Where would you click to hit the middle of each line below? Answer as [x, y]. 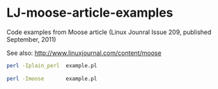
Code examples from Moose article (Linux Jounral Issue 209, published [109, 32]
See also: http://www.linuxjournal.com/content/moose [84, 53]
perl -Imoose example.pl [52, 79]
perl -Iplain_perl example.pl [52, 65]
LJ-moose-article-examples [90, 13]
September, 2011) [31, 39]
